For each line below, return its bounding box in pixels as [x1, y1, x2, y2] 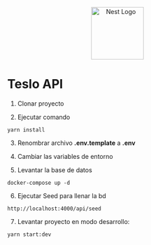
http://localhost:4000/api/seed [7, 205, 101, 212]
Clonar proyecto [17, 99, 64, 108]
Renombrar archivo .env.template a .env [17, 139, 136, 147]
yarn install [7, 126, 45, 133]
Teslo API [7, 76, 64, 92]
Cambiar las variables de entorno [17, 152, 113, 160]
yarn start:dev [7, 231, 52, 238]
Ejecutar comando [17, 113, 71, 121]
